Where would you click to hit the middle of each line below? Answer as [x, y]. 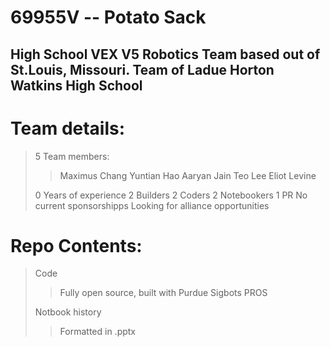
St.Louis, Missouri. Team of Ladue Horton [142, 69]
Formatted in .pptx [98, 332]
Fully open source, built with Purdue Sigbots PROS [163, 293]
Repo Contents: [76, 245]
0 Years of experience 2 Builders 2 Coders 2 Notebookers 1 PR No [171, 195]
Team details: [68, 128]
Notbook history [68, 312]
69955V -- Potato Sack [108, 17]
